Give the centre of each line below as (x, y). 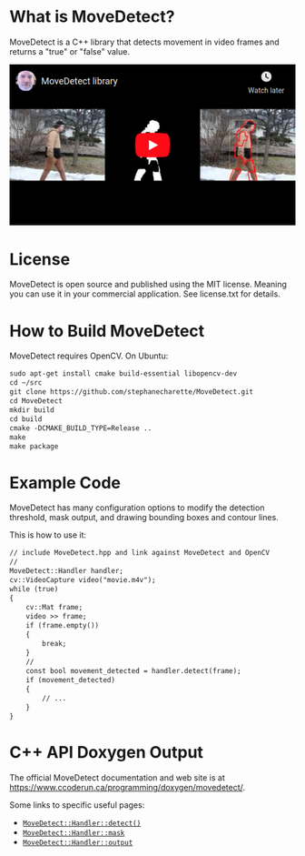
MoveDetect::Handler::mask (74, 833)
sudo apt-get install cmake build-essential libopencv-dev (123, 374)
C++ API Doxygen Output (107, 753)
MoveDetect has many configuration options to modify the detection (137, 508)
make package (34, 447)
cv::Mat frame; (54, 608)
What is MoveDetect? (92, 17)
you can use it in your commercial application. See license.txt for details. (145, 294)
